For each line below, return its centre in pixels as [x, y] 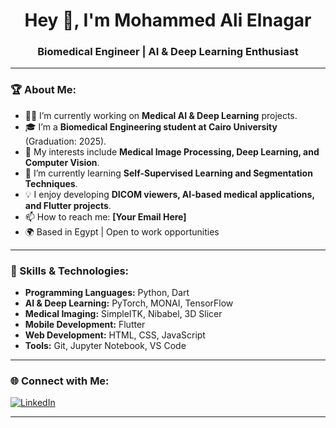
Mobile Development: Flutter [85, 325]
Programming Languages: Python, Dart [107, 293]
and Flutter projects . [68, 205]
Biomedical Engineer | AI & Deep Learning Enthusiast [168, 52]
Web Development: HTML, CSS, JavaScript [115, 335]
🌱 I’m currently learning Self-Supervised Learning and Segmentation [168, 173]
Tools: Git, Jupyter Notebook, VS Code [105, 346]
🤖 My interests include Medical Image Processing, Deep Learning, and [172, 151]
